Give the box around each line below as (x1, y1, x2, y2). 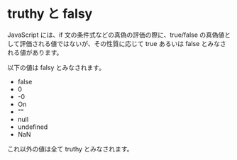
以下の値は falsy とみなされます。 (7, 63, 105, 72)
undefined (17, 122, 48, 131)
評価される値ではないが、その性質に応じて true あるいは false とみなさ (19, 39, 227, 47)
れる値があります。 (7, 48, 63, 57)
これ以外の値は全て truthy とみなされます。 (7, 144, 133, 153)
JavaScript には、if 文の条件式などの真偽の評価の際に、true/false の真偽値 (7, 30, 225, 39)
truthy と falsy (7, 6, 93, 22)
